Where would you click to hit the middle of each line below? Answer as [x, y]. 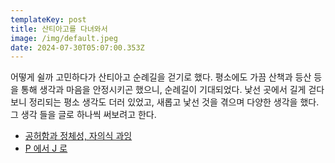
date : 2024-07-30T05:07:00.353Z [77, 47]
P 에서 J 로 [46, 148]
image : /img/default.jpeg [64, 38]
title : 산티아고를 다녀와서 [59, 29]
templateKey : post [48, 19]
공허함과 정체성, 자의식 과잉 [78, 136]
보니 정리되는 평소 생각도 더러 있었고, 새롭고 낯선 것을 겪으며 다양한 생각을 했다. [165, 102]
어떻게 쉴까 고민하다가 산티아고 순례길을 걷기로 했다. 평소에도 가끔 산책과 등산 [161, 77]
